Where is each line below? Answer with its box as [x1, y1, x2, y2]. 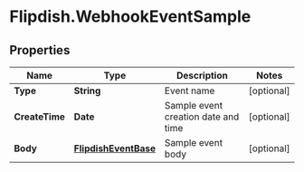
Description [176, 70, 228, 81]
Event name [164, 84, 215, 97]
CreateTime [14, 110, 66, 123]
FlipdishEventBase [73, 142, 157, 155]
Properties [9, 43, 71, 58]
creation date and [164, 110, 240, 123]
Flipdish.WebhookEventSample [9, 6, 252, 27]
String [73, 84, 101, 97]
